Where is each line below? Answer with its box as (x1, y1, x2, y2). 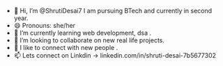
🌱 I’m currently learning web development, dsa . (13, 28, 152, 37)
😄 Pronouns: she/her (13, 22, 75, 29)
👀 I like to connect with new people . (13, 44, 118, 51)
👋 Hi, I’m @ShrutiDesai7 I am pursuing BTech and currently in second (13, 7, 213, 15)
